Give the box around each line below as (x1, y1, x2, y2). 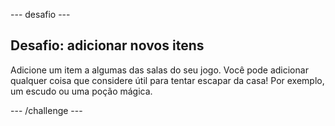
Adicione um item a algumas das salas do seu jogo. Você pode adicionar (10, 64, 309, 76)
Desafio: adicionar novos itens (10, 37, 205, 54)
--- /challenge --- (10, 104, 83, 116)
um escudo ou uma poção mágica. (10, 85, 153, 97)
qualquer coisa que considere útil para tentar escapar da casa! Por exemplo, (10, 74, 325, 86)
